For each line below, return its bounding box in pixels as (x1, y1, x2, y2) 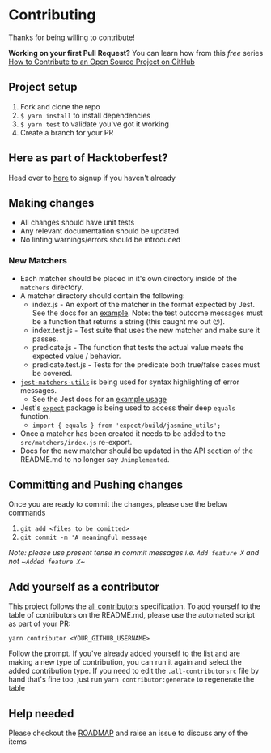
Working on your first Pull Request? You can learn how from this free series (8, 48, 264, 58)
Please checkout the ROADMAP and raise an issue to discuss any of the (8, 728, 248, 738)
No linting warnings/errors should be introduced (19, 235, 181, 245)
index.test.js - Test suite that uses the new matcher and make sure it (32, 325, 260, 335)
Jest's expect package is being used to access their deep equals (19, 403, 236, 413)
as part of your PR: (8, 618, 71, 629)
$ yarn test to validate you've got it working (19, 119, 170, 129)
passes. (32, 334, 59, 344)
